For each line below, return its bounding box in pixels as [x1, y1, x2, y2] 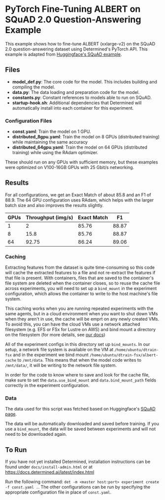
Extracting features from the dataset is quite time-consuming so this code [5, 264, 155, 270]
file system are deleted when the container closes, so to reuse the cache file [5, 280, 160, 286]
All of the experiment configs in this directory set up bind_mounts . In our [5, 341, 150, 347]
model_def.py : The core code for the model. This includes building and [12, 79, 158, 84]
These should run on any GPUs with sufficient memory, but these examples [5, 159, 159, 165]
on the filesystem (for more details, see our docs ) [5, 332, 105, 338]
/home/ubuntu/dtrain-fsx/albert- [89, 353, 159, 358]
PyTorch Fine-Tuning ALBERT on [5, 3, 141, 15]
